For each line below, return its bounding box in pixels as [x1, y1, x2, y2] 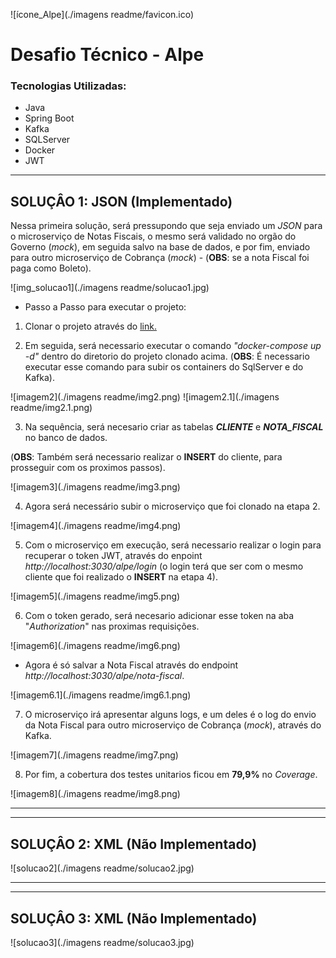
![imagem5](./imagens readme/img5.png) [10, 590, 181, 603]
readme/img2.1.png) [10, 402, 93, 414]
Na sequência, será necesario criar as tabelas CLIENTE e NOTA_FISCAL [24, 421, 324, 433]
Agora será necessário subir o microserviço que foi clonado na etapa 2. [24, 500, 321, 513]
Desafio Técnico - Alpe [10, 44, 205, 66]
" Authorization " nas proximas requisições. [24, 620, 200, 633]
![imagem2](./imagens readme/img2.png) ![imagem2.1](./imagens [10, 391, 280, 403]
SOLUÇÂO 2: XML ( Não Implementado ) [10, 835, 258, 853]
